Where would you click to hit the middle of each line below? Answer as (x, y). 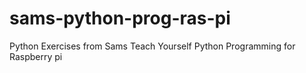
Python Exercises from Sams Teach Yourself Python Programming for (152, 46)
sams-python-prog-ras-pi (120, 18)
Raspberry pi (36, 56)
